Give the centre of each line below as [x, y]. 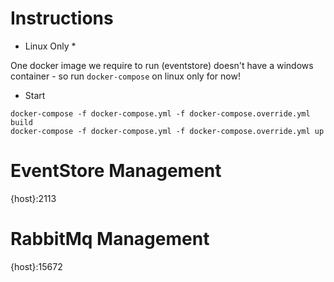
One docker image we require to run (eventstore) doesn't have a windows [162, 65]
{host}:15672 [36, 266]
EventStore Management [116, 171]
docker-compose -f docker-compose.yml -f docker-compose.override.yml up [167, 131]
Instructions [62, 18]
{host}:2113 [33, 198]
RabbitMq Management [110, 239]
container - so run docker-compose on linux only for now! [125, 76]
